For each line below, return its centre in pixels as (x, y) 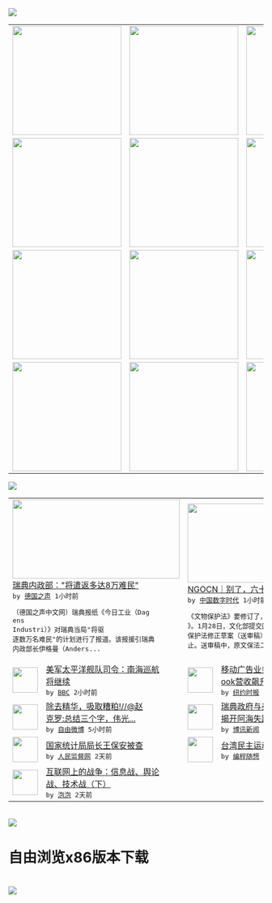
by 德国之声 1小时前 (46, 596)
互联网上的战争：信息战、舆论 (103, 772)
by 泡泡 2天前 (69, 795)
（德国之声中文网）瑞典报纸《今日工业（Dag (81, 613)
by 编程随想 (240, 756)
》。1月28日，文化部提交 (225, 626)
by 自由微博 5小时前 (79, 729)
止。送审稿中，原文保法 (224, 645)
